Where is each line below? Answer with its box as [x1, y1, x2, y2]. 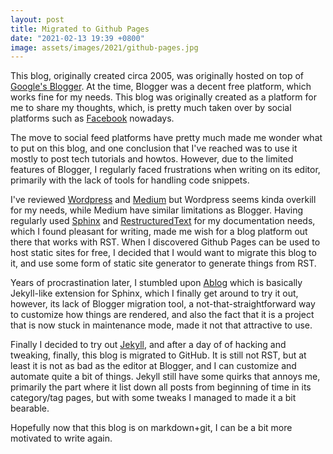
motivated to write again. [10, 432, 113, 445]
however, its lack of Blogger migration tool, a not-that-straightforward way [10, 298, 316, 310]
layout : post [10, 14, 65, 25]
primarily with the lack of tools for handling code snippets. [10, 174, 250, 186]
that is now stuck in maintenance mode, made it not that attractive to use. [10, 319, 313, 331]
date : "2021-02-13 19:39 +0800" [10, 33, 145, 43]
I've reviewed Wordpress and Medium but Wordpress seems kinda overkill [10, 194, 317, 206]
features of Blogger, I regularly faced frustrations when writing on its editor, [10, 164, 321, 176]
